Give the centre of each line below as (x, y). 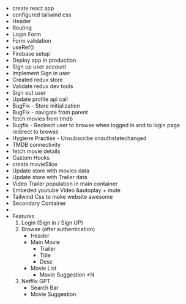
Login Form (27, 34)
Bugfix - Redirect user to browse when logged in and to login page (96, 125)
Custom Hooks (31, 158)
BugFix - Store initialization (46, 106)
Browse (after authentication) (58, 229)
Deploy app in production (44, 60)
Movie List (43, 268)
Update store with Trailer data (50, 177)
